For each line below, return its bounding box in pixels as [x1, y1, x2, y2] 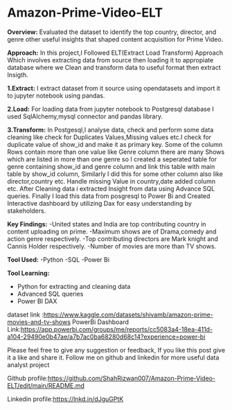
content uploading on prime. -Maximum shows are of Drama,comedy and [7, 227, 217, 235]
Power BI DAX [17, 296, 57, 305]
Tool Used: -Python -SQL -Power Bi [7, 255, 109, 264]
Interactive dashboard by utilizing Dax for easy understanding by [7, 199, 193, 207]
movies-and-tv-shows [7, 317, 71, 326]
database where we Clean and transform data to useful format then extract [7, 63, 222, 71]
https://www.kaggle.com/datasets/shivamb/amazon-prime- [43, 310, 213, 319]
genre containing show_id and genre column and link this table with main [7, 162, 215, 170]
